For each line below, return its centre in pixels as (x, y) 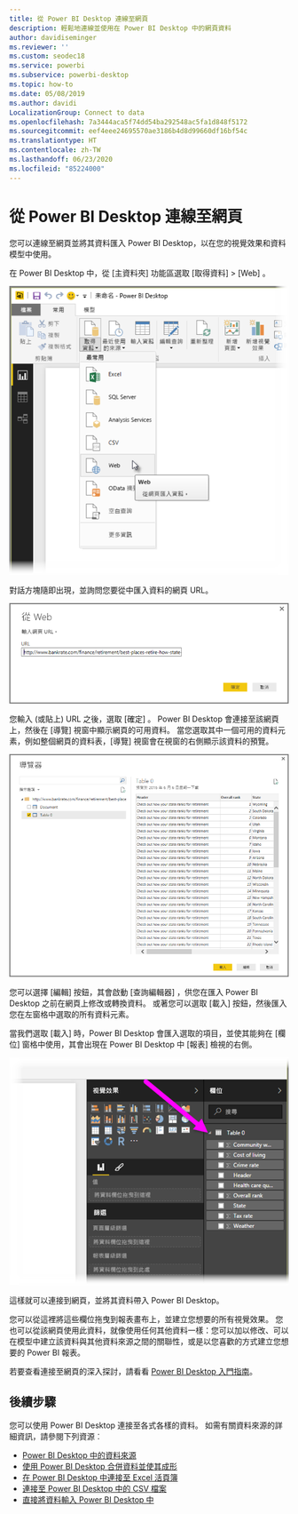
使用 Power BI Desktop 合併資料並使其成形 (99, 1466)
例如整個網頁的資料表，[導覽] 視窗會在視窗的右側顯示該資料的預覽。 (149, 741)
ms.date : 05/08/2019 (47, 93)
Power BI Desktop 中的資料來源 (79, 1455)
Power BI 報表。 (56, 1353)
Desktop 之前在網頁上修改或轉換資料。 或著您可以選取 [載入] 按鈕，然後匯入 (148, 1003)
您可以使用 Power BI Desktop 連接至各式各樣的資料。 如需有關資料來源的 (142, 1425)
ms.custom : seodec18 (47, 56)
